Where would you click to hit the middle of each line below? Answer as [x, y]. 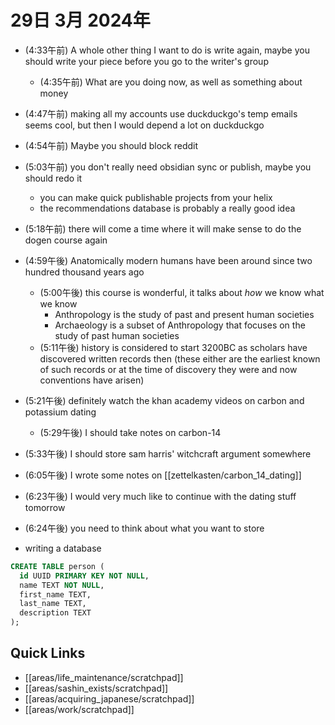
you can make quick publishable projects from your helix [156, 197]
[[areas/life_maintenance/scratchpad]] [104, 677]
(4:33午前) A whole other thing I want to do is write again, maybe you [167, 50]
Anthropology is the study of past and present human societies [184, 314]
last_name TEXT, [53, 604]
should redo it [53, 178]
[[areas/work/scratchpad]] [79, 709]
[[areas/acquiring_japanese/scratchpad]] [109, 698]
